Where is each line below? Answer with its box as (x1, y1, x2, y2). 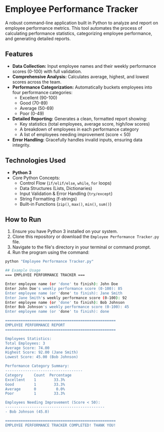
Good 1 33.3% (5, 382, 65, 387)
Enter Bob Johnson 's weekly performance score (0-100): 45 (5, 304, 129, 310)
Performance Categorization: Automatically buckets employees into (12, 84, 152, 90)
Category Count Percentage (5, 373, 72, 378)
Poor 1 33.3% (5, 391, 65, 396)
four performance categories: (12, 89, 73, 95)
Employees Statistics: (5, 336, 52, 341)
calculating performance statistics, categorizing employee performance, (5, 30, 152, 36)
